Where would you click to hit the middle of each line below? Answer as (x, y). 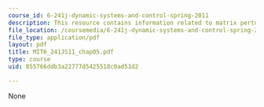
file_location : (33, 30)
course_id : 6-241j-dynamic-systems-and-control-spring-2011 (109, 15)
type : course (29, 60)
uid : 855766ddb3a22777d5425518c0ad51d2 (73, 67)
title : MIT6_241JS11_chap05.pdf (61, 52)
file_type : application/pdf (54, 37)
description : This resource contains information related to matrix (123, 23)
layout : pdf (27, 45)
